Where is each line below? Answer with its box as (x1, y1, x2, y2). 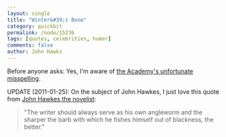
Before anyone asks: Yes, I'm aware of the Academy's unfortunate (7, 66, 193, 75)
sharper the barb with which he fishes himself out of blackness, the (23, 115, 214, 123)
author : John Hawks (7, 49, 63, 55)
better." (23, 123, 45, 131)
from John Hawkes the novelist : (7, 95, 97, 103)
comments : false (7, 42, 53, 49)
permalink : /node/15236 (7, 29, 75, 36)
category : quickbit (7, 23, 63, 29)
